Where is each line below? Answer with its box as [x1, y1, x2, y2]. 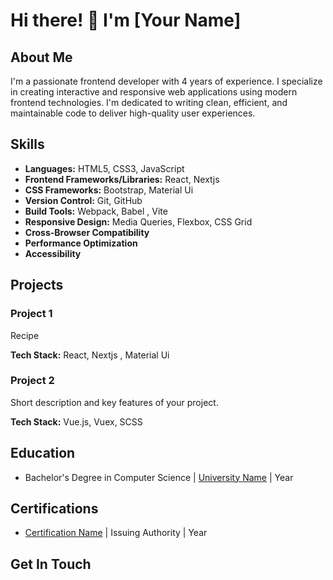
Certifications [10, 500, 99, 517]
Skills [10, 136, 45, 153]
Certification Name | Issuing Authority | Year [24, 527, 208, 539]
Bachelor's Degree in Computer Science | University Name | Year [24, 471, 294, 483]
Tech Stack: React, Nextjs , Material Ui [10, 349, 170, 361]
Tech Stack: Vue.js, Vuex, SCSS [10, 415, 143, 428]
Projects [10, 277, 64, 294]
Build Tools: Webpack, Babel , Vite [24, 205, 168, 217]
